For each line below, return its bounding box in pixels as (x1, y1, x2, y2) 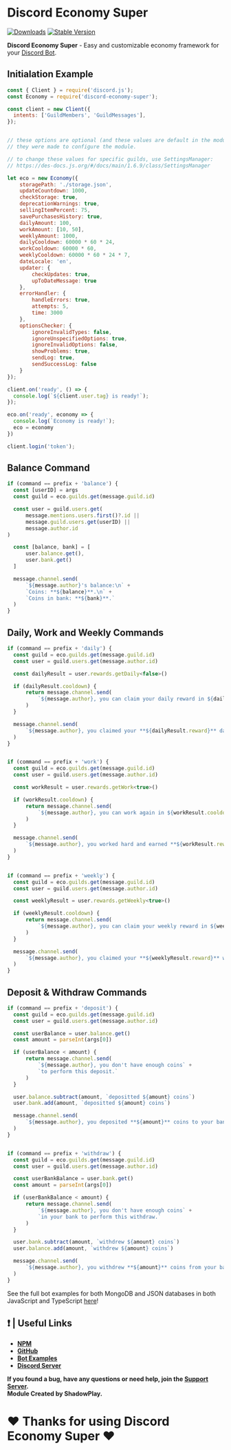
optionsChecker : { (19, 322, 72, 329)
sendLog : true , (32, 354, 76, 362)
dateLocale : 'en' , (19, 258, 72, 265)
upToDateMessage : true (32, 277, 97, 284)
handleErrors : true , (32, 297, 91, 304)
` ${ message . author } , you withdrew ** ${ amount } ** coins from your (25, 1264, 217, 1271)
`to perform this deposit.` (37, 1068, 118, 1075)
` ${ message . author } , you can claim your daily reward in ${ (37, 696, 214, 703)
